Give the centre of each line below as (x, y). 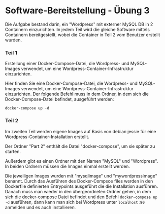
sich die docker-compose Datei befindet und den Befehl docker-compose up (81, 197)
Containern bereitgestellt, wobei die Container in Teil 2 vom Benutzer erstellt (82, 35)
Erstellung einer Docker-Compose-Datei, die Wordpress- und (67, 64)
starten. (13, 151)
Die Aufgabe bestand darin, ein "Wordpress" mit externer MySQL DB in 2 (79, 24)
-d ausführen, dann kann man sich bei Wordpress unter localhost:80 (75, 202)
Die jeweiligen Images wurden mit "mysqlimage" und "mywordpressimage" (81, 176)
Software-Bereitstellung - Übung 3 (77, 11)
